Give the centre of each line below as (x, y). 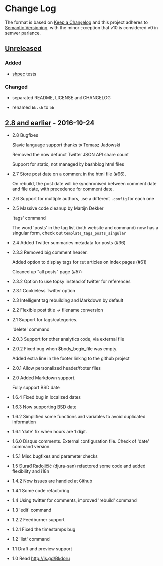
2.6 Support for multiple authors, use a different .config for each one (83, 198)
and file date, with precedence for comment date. (63, 189)
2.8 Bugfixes (25, 135)
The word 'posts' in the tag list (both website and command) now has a (85, 227)
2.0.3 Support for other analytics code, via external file (68, 339)
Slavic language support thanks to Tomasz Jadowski (66, 145)
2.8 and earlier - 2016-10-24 (50, 123)
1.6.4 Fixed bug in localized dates (46, 397)
